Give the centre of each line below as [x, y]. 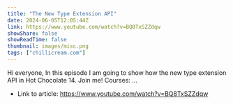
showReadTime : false [37, 40]
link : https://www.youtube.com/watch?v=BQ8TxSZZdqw [84, 27]
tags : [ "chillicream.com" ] [46, 53]
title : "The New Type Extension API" [62, 14]
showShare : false [32, 33]
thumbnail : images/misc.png [48, 46]
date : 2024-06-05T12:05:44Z [48, 20]
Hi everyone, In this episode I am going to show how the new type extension [117, 72]
